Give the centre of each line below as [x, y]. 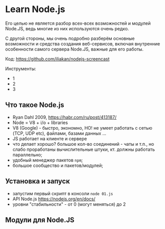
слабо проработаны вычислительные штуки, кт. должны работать [84, 149]
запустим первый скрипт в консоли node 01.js [63, 193]
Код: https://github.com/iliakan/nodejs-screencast [57, 59]
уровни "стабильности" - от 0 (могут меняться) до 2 [69, 204]
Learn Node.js [35, 9]
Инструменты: [21, 69]
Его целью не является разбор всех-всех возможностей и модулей [78, 23]
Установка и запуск [38, 181]
